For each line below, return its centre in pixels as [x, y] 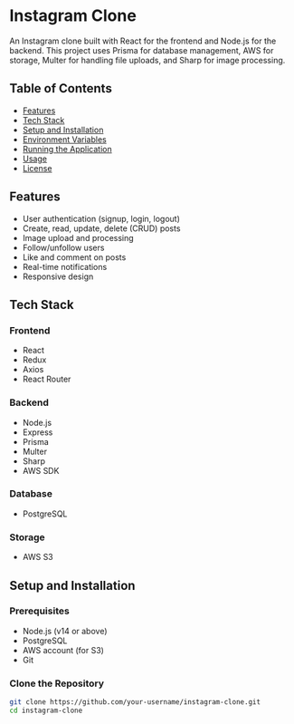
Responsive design [58, 276]
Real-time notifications [65, 266]
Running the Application [67, 149]
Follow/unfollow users [63, 247]
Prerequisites [39, 611]
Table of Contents [61, 88]
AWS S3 [38, 557]
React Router [47, 379]
